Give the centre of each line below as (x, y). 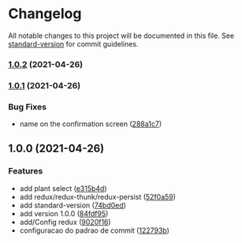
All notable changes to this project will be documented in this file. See (121, 36)
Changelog (45, 14)
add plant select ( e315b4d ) (63, 188)
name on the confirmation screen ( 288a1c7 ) (91, 124)
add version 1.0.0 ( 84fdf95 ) (64, 213)
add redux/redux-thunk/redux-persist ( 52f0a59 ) (97, 196)
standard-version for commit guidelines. (73, 43)
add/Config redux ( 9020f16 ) (65, 222)
